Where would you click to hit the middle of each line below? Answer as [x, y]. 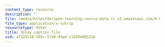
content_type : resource [29, 10]
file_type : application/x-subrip [39, 23]
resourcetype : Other [26, 28]
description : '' [22, 14]
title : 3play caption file [33, 32]
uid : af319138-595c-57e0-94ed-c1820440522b [50, 37]
